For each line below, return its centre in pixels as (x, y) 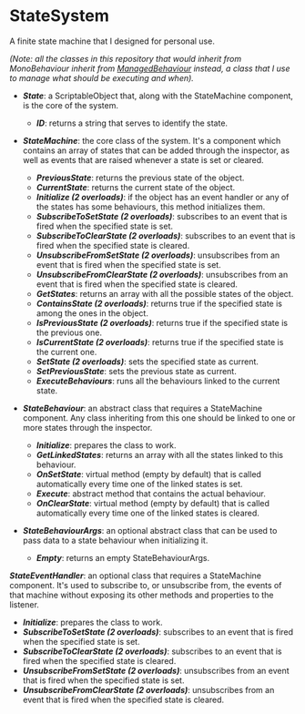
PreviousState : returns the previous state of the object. (140, 178)
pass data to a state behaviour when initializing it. (115, 540)
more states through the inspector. (87, 427)
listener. (24, 604)
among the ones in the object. (92, 313)
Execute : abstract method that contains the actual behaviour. (151, 494)
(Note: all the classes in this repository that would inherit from (126, 58)
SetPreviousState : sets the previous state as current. (136, 371)
